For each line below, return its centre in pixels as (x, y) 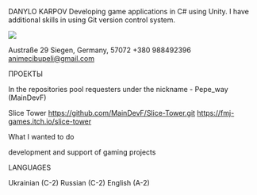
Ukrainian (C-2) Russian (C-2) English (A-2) (79, 183)
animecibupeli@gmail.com (52, 58)
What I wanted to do (41, 137)
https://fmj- (216, 113)
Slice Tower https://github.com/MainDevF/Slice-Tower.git (102, 113)
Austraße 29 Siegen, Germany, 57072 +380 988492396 (100, 50)
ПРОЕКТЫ (26, 74)
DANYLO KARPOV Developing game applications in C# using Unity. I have (129, 11)
